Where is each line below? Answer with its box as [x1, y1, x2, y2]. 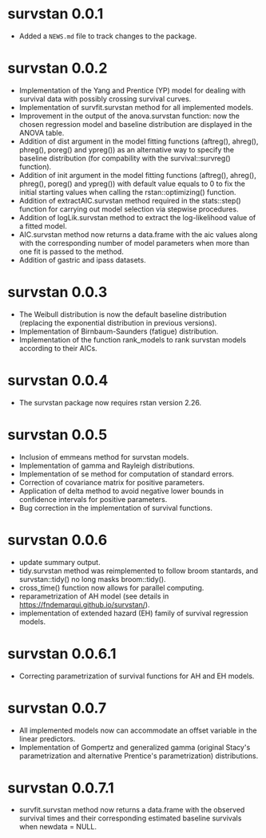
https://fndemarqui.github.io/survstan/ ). [18, 599, 150, 609]
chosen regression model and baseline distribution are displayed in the [18, 119, 252, 128]
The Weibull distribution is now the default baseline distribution [18, 309, 227, 319]
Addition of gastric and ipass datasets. [18, 255, 146, 264]
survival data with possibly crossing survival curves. [18, 93, 192, 104]
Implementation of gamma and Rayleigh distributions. [18, 461, 195, 470]
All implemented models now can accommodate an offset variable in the [18, 725, 257, 735]
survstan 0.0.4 [7, 372, 109, 389]
